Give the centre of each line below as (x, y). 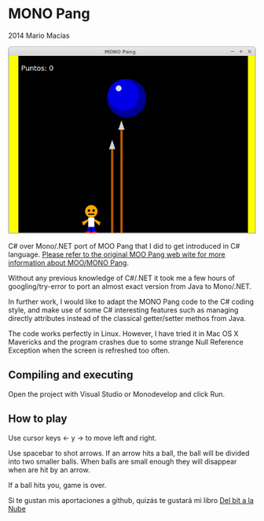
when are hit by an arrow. (49, 470)
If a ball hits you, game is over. (57, 485)
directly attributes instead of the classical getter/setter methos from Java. (127, 318)
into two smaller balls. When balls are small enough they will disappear (123, 461)
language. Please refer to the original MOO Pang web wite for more (117, 254)
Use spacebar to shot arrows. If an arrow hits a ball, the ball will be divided (129, 453)
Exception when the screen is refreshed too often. (89, 350)
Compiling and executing (71, 375)
